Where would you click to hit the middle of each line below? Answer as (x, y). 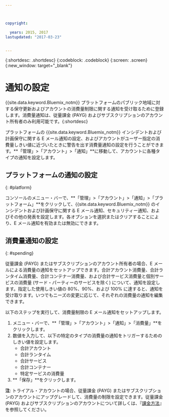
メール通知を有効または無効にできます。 (59, 223)
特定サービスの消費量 (42, 373)
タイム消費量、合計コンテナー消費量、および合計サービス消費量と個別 (82, 276)
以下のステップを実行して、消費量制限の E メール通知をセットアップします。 (84, 312)
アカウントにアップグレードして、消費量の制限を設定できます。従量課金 (89, 397)
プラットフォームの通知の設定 (52, 175)
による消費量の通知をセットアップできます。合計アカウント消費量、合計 (84, 270)
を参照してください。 (27, 409)
